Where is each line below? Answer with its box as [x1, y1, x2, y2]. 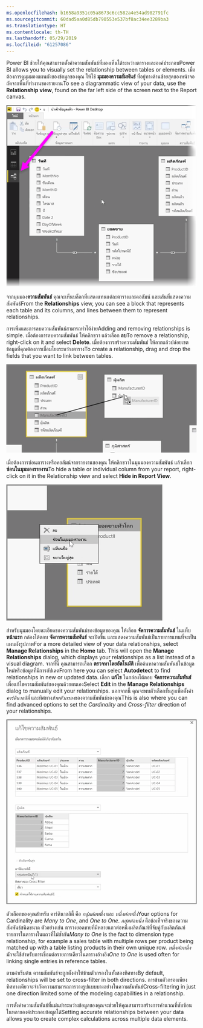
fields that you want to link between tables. [6, 352, 114, 360]
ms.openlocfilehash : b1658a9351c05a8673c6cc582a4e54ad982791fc [6, 10, 169, 16]
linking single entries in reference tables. [6, 957, 108, 964]
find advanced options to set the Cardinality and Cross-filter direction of [6, 700, 187, 708]
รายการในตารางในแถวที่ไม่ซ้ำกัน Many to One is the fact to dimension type [6, 930, 174, 938]
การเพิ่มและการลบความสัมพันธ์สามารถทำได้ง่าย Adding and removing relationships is [6, 325, 190, 332]
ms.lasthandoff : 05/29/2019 [6, 35, 77, 42]
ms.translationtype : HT [6, 22, 66, 29]
